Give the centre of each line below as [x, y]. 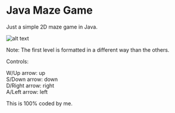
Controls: [17, 61]
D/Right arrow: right [30, 85]
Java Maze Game [50, 10]
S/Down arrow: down [32, 79]
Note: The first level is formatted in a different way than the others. [88, 50]
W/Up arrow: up [26, 73]
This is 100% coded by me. [39, 103]
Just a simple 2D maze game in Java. [52, 27]
